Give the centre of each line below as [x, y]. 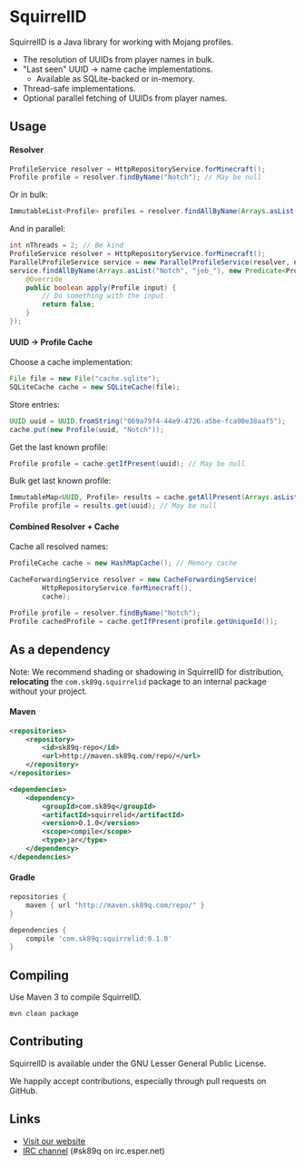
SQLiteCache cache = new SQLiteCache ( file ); [95, 387]
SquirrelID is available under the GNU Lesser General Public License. [138, 1063]
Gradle [23, 877]
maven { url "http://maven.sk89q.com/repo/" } [115, 905]
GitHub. [24, 1091]
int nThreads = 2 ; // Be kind [67, 246]
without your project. [49, 691]
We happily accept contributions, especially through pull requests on [138, 1081]
